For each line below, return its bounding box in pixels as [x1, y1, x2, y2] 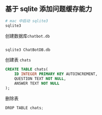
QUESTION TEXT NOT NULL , [14, 76, 66, 81]
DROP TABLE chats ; [5, 105, 44, 110]
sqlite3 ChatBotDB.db [5, 47, 51, 52]
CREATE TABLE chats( [5, 67, 49, 72]
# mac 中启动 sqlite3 [5, 18, 48, 24]
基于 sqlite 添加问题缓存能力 [5, 5, 92, 14]
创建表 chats [5, 57, 31, 63]
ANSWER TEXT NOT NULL [14, 81, 59, 86]
